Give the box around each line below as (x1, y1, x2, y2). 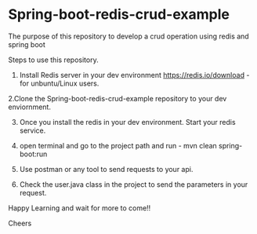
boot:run (19, 149, 48, 159)
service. (19, 126, 46, 135)
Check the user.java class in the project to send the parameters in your (19, 179, 248, 189)
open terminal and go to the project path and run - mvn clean (19, 141, 217, 150)
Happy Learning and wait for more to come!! (8, 203, 151, 213)
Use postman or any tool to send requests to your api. (19, 164, 194, 174)
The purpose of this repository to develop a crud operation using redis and (8, 31, 249, 41)
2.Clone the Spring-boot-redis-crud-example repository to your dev (8, 93, 227, 103)
